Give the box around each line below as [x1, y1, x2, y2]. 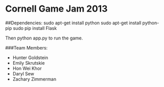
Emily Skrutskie [12, 60, 45, 66]
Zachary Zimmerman [12, 76, 57, 82]
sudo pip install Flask [13, 25, 57, 31]
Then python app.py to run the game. [5, 35, 84, 41]
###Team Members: [5, 45, 48, 51]
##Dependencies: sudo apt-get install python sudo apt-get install [5, 20, 142, 26]
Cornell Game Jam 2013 [5, 3, 108, 15]
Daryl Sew [12, 70, 34, 76]
